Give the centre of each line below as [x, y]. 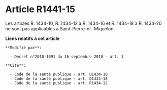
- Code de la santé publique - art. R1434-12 [59, 83]
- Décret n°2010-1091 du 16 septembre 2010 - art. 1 [67, 57]
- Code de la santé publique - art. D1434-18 [59, 79]
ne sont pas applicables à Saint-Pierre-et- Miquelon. [60, 28]
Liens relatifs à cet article [32, 38]
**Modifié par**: [24, 48]
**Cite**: [16, 65]
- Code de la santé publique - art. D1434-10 [59, 74]
